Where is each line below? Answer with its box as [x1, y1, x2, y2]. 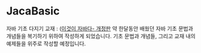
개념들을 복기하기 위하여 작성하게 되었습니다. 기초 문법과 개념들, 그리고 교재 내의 [6, 32, 196, 40]
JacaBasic [6, 4, 60, 18]
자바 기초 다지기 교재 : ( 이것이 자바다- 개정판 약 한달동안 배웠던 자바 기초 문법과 [6, 25, 193, 32]
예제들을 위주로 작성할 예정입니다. [6, 40, 86, 47]
